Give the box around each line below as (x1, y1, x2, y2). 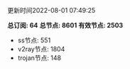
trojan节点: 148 (17, 54, 62, 62)
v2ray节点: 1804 (17, 45, 65, 53)
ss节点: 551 (17, 36, 51, 44)
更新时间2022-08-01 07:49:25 (7, 6, 96, 14)
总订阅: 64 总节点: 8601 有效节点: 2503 (7, 21, 124, 30)
